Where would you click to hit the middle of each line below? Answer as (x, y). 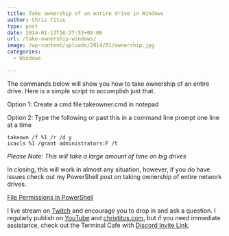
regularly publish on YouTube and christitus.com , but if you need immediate (114, 217)
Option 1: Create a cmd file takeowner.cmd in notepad (83, 104)
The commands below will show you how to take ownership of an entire (108, 84)
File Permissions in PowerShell (50, 197)
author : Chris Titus (37, 20)
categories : (24, 52)
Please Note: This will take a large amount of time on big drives (97, 156)
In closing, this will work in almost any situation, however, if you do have (109, 169)
